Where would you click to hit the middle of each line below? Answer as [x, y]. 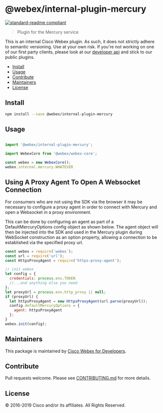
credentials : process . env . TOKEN [43, 278]
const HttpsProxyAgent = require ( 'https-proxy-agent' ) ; [63, 260]
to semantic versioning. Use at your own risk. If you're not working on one [80, 46]
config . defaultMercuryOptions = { [45, 306]
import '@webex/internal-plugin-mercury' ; [49, 145]
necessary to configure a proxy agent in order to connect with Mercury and [81, 207]
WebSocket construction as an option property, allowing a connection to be [81, 237]
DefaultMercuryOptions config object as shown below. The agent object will [81, 227]
